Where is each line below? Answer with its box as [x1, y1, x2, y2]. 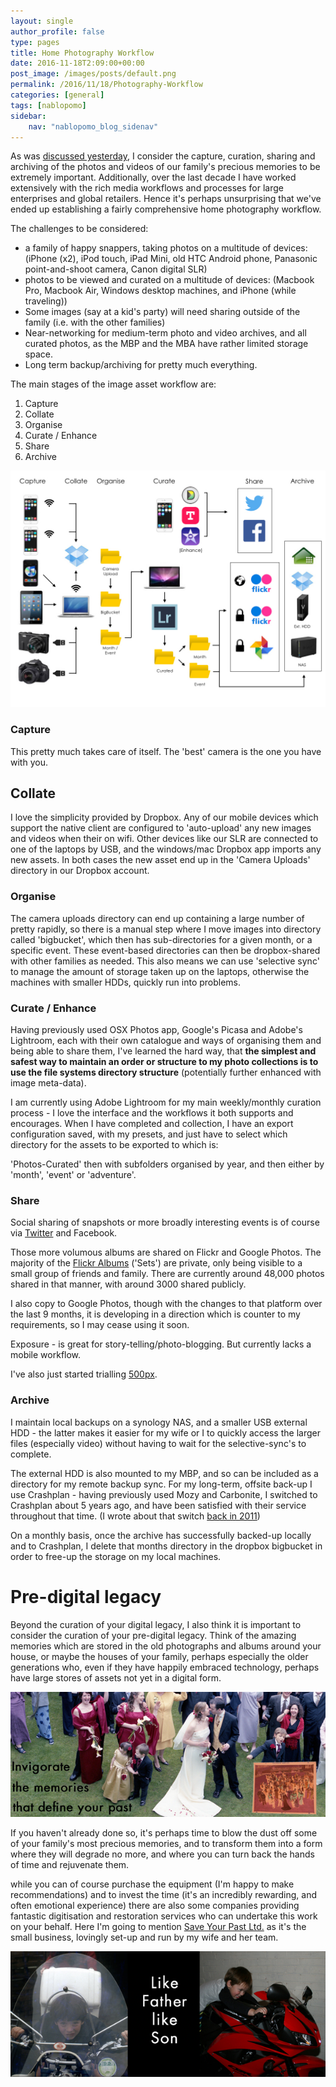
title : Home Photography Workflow [10, 48, 155, 58]
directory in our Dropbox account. [10, 865, 150, 877]
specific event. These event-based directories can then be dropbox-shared [10, 944, 321, 956]
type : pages [10, 37, 60, 47]
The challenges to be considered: [10, 223, 149, 235]
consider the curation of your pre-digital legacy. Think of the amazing [10, 1629, 297, 1641]
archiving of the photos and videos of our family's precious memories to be [10, 161, 321, 173]
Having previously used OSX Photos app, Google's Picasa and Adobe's [10, 1024, 303, 1036]
